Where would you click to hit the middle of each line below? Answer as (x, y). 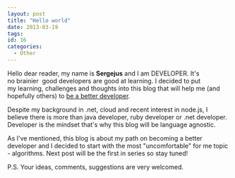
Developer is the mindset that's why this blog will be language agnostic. (112, 124)
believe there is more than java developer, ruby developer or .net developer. (117, 117)
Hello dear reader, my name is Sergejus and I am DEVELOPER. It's (103, 73)
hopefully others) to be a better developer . (69, 95)
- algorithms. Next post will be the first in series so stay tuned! (98, 153)
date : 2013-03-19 (33, 27)
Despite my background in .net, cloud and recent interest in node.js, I (108, 109)
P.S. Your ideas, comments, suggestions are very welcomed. (95, 167)
